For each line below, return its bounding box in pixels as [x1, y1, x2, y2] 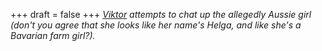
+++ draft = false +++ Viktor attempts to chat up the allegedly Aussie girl [10, 9, 312, 20]
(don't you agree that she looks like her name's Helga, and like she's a [10, 19, 302, 31]
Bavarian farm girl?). [10, 30, 96, 41]
